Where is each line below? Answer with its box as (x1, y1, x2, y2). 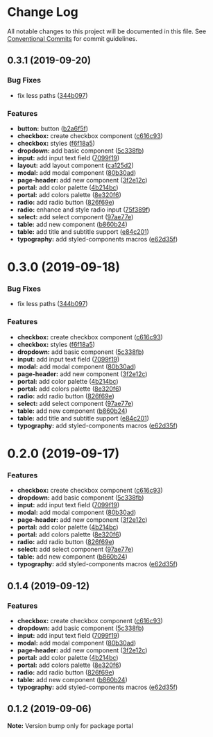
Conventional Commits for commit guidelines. (7, 34, 137, 42)
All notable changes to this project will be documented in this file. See (7, 27, 207, 35)
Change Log (7, 4, 78, 20)
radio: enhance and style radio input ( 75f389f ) (17, 205, 151, 214)
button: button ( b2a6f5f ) (17, 124, 89, 133)
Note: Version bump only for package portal (7, 721, 134, 729)
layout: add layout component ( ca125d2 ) (17, 161, 134, 169)
